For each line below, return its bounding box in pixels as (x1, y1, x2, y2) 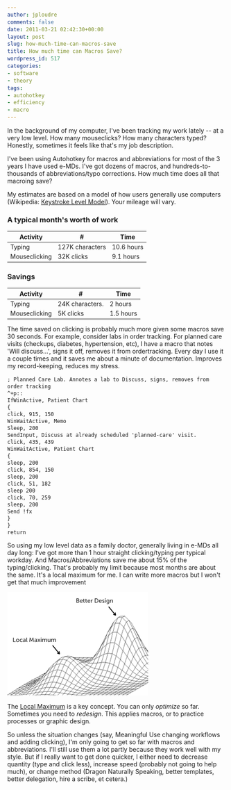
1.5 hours (110, 309, 137, 318)
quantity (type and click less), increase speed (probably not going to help (7, 759, 217, 768)
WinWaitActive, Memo (7, 418, 67, 425)
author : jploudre (7, 11, 58, 18)
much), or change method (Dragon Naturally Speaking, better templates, (7, 767, 214, 775)
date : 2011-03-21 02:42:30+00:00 (7, 26, 104, 33)
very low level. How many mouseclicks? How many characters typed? (7, 134, 207, 142)
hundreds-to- (172, 162, 212, 170)
